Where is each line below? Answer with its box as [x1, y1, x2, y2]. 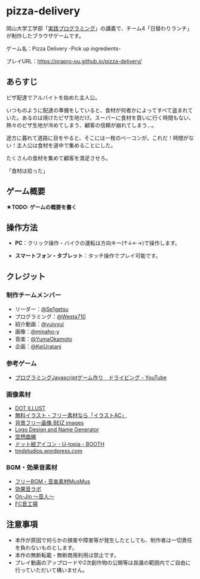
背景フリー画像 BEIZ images [14, 419, 84, 426]
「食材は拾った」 [6, 167, 48, 174]
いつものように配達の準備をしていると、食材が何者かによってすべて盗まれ [6, 106, 188, 114]
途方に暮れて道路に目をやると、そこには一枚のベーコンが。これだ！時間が [6, 134, 189, 141]
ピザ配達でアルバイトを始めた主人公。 [6, 94, 100, 101]
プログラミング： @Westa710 [14, 313, 86, 321]
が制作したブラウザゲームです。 [6, 32, 85, 39]
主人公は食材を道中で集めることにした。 [16, 142, 116, 149]
